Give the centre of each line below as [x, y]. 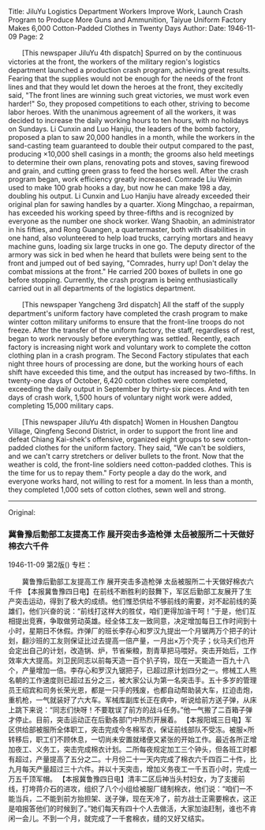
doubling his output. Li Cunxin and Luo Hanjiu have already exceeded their [129, 196]
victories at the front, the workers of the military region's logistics [114, 62]
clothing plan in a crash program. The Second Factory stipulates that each [129, 355]
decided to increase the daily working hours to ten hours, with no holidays [129, 120]
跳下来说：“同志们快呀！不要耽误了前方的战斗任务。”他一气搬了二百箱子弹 [134, 710]
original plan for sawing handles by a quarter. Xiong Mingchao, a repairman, [131, 204]
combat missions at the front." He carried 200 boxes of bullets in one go [125, 271]
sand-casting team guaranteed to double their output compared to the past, [131, 146]
